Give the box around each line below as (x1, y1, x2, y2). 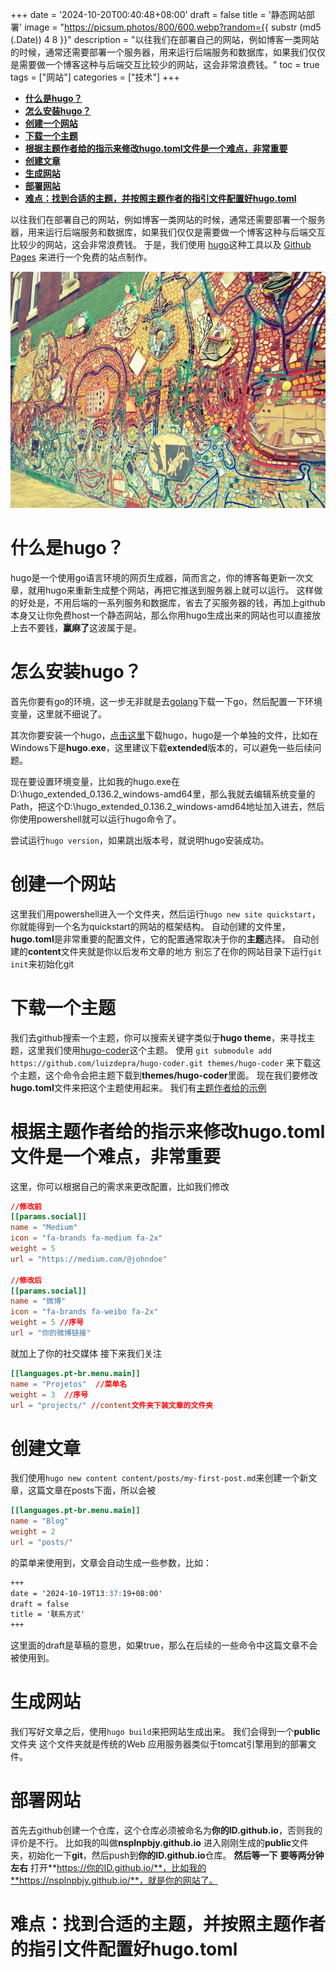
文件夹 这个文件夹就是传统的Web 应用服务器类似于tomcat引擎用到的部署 (10, 1738, 308, 1750)
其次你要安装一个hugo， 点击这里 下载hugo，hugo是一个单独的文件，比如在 (10, 729, 319, 741)
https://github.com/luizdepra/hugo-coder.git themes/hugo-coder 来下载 (10, 1056, 313, 1068)
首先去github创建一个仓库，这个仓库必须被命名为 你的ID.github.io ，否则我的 (10, 1824, 323, 1837)
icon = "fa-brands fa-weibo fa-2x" (10, 1307, 159, 1317)
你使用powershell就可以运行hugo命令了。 (10, 813, 182, 825)
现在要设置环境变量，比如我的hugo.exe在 (10, 775, 180, 787)
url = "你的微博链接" (10, 1328, 92, 1338)
